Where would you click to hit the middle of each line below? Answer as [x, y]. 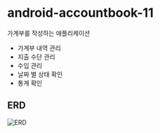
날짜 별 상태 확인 [40, 74]
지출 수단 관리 [36, 57]
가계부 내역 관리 [39, 48]
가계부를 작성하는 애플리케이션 [49, 33]
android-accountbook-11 [80, 13]
